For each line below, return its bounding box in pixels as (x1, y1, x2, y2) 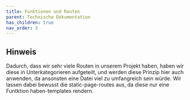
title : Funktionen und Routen (6, 8, 81, 15)
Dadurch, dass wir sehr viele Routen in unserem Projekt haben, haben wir (6, 62, 184, 69)
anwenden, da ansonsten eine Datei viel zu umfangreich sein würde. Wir (6, 75, 182, 82)
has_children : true (6, 19, 54, 25)
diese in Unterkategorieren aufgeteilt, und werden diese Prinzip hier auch (6, 69, 184, 76)
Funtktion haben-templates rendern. (6, 88, 94, 95)
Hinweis (6, 46, 36, 56)
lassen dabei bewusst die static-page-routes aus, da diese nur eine (6, 81, 169, 88)
